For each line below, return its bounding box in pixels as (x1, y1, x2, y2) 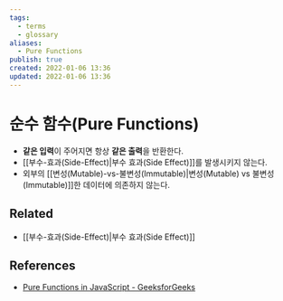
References (9, 258, 76, 273)
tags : (9, 13, 30, 23)
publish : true (9, 55, 63, 64)
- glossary (17, 30, 59, 39)
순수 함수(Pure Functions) (9, 114, 200, 134)
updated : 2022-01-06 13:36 (9, 72, 111, 81)
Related (9, 206, 54, 221)
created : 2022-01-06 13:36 (9, 64, 111, 73)
